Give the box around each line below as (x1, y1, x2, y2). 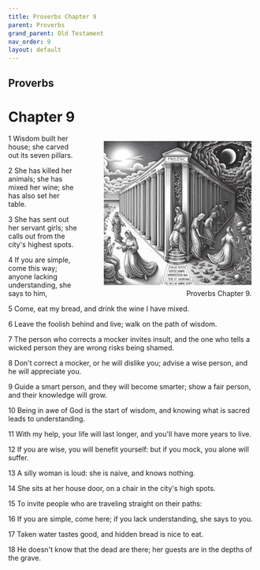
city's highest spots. (8, 240, 74, 249)
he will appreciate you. (8, 367, 82, 377)
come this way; (8, 264, 58, 273)
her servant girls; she (8, 223, 77, 233)
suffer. (8, 453, 29, 463)
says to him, (8, 289, 47, 298)
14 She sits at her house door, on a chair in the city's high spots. (8, 484, 216, 493)
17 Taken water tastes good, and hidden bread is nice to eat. (8, 530, 204, 539)
